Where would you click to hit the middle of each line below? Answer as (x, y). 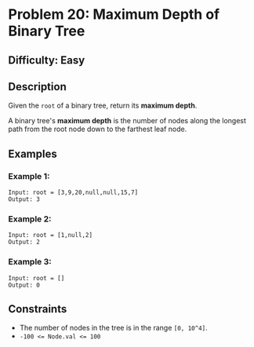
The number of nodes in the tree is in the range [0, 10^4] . (113, 328)
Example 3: (30, 262)
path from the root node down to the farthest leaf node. (98, 129)
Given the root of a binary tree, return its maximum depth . (103, 106)
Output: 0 (24, 285)
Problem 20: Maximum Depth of (114, 15)
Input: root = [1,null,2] (50, 236)
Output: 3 (24, 199)
